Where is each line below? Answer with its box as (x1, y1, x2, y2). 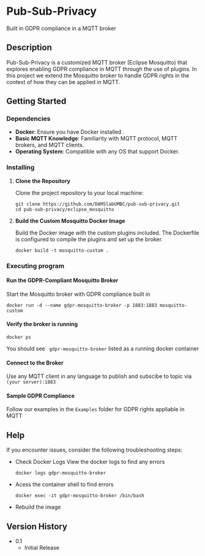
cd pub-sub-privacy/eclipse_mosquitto (15, 206, 114, 212)
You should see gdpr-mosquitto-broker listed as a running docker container (6, 345, 199, 352)
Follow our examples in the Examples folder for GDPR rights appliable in (6, 406, 185, 413)
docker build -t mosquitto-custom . (15, 247, 109, 253)
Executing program (6, 261, 65, 270)
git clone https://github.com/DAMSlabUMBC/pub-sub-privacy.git (15, 201, 181, 207)
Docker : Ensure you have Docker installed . (15, 128, 125, 136)
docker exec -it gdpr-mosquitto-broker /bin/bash (15, 493, 145, 499)
